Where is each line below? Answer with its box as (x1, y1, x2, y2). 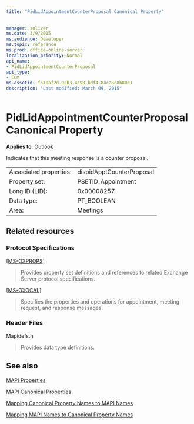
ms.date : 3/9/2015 (6, 31, 51, 37)
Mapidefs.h (6, 332, 34, 340)
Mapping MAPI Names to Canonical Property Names (6, 411, 133, 418)
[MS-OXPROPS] (6, 257, 45, 265)
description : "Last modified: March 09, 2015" (6, 86, 122, 92)
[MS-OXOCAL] (6, 286, 42, 293)
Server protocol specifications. (20, 275, 96, 282)
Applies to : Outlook (6, 143, 54, 150)
